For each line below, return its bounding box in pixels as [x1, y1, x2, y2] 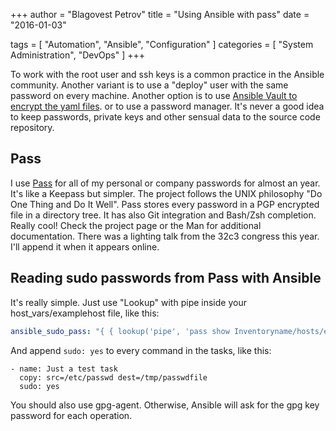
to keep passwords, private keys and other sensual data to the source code [10, 111, 321, 123]
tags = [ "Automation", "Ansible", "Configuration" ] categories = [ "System [10, 39, 314, 50]
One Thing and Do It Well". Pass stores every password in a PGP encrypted [10, 198, 320, 210]
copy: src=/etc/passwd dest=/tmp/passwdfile [19, 372, 208, 383]
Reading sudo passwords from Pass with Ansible [10, 270, 322, 287]
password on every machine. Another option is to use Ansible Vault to [10, 90, 298, 101]
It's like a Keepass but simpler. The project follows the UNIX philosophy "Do [10, 187, 323, 199]
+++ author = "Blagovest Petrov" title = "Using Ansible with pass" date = [10, 9, 310, 20]
